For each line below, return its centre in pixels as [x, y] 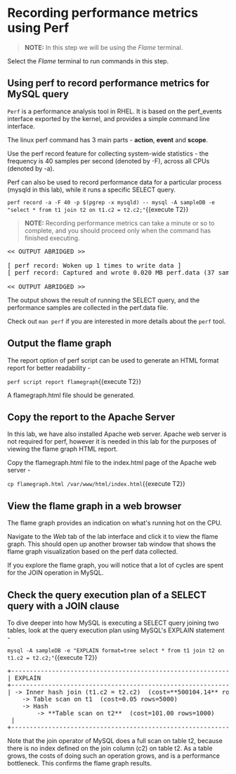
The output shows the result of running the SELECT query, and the [104, 300]
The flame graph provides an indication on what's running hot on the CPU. [115, 523]
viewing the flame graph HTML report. [63, 449]
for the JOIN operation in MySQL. [55, 573]
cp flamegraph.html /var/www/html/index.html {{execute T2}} [97, 484]
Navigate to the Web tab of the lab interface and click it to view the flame [113, 537]
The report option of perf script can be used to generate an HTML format [113, 360]
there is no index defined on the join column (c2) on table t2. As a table [110, 748]
